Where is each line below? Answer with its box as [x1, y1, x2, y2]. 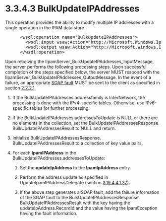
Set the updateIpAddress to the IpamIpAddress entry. [19, 164, 131, 170]
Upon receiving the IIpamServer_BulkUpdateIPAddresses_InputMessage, [5, 58, 154, 65]
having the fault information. [19, 210, 78, 216]
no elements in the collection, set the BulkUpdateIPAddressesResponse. [12, 120, 160, 126]
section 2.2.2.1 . [5, 85, 36, 91]
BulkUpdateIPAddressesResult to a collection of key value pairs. [12, 140, 143, 146]
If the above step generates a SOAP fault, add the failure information [19, 189, 160, 195]
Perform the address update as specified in [19, 174, 109, 180]
